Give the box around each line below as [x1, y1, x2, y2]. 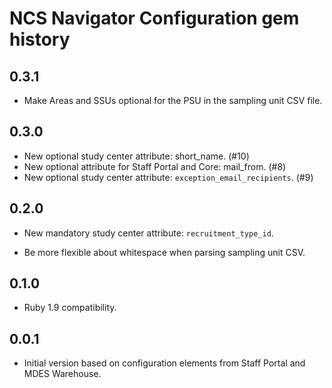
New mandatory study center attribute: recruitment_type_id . [23, 227, 274, 239]
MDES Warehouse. [23, 368, 102, 380]
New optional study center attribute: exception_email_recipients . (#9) [23, 171, 314, 183]
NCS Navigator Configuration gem [9, 7, 300, 30]
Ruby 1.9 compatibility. [23, 302, 117, 314]
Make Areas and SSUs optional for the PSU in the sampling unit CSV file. [23, 95, 323, 106]
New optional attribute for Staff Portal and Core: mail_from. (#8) [23, 160, 287, 172]
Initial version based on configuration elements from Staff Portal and [23, 357, 306, 369]
